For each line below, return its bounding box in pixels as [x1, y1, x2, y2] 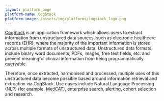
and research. [5, 91, 33, 97]
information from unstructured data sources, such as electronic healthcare [5, 35, 156, 41]
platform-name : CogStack [5, 12, 56, 17]
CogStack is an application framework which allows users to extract [5, 30, 142, 36]
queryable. [5, 61, 27, 67]
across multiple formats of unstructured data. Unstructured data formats [5, 45, 152, 51]
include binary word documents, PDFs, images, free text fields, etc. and [5, 50, 150, 56]
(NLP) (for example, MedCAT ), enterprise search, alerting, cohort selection [5, 86, 156, 92]
